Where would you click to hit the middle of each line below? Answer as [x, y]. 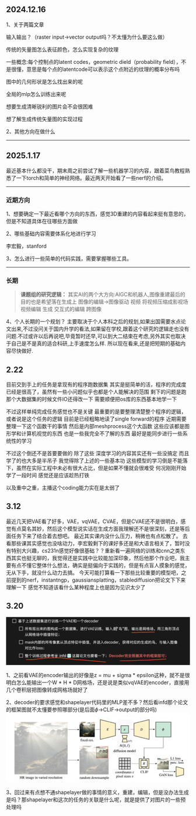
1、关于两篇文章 [25, 24]
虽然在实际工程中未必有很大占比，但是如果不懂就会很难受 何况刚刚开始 [101, 468]
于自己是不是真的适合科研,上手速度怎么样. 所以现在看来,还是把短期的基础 [93, 344]
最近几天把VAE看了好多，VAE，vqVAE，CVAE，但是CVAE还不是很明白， [93, 521]
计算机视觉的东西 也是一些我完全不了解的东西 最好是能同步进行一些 [102, 433]
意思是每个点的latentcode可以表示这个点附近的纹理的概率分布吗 [103, 69]
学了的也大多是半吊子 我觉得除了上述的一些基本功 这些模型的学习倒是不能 [94, 461]
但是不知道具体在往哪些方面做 [42, 221]
